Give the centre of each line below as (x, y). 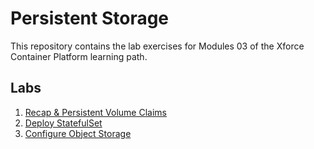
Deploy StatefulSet (63, 123)
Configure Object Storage (78, 133)
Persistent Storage (90, 18)
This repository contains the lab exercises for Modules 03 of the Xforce (157, 46)
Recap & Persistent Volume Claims (95, 112)
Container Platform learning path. (79, 56)
